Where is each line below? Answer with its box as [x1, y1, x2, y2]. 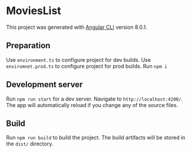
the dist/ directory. [6, 140, 54, 148]
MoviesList [6, 4, 61, 18]
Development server [6, 79, 83, 89]
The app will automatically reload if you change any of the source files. [6, 101, 178, 108]
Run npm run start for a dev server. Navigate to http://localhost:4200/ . [6, 95, 183, 102]
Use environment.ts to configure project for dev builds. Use [6, 56, 152, 63]
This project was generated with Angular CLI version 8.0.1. [6, 24, 147, 31]
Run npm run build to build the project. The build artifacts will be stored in [6, 134, 186, 141]
